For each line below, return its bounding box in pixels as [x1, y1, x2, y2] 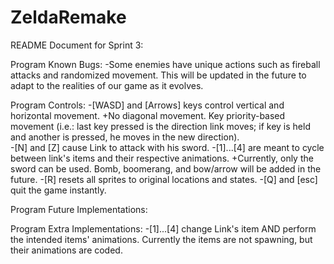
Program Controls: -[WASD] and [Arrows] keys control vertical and [10, 99, 285, 111]
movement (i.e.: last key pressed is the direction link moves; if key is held [10, 120, 311, 132]
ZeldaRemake [10, 6, 127, 29]
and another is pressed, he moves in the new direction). [10, 131, 240, 143]
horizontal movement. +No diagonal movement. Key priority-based [10, 109, 286, 121]
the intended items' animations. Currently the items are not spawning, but [10, 233, 313, 245]
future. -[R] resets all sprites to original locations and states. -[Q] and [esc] [10, 173, 318, 185]
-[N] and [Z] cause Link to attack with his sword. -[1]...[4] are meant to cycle [10, 141, 325, 153]
